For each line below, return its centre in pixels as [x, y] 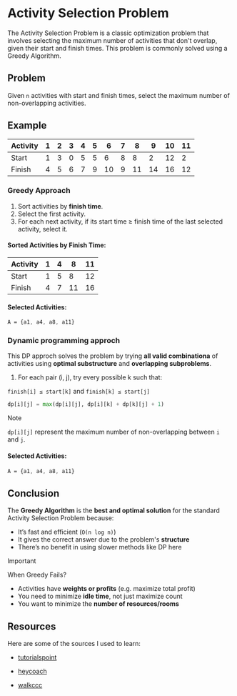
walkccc [30, 685]
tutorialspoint [37, 657]
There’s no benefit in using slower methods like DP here [100, 547]
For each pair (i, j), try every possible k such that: [90, 377]
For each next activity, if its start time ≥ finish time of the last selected [120, 221]
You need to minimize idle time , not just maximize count [100, 596]
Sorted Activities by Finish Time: [57, 245]
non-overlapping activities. [47, 103]
